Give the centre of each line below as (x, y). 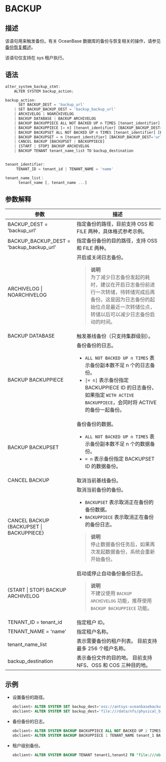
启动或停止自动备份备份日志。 (111, 574)
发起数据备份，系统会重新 (125, 552)
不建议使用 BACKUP (111, 593)
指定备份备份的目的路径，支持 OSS (117, 241)
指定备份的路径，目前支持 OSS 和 (115, 224)
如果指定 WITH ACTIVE (109, 395)
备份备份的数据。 (96, 424)
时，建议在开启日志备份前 (120, 285)
